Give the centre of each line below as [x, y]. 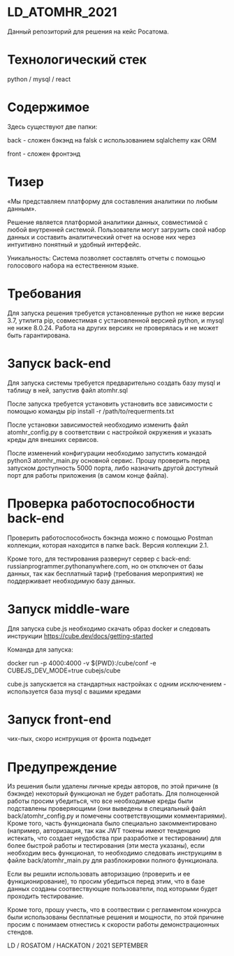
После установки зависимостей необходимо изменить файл [98, 425]
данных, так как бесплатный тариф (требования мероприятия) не [105, 573]
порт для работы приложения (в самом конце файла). [88, 475]
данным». [22, 208]
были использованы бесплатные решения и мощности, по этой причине [116, 917]
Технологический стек [77, 60]
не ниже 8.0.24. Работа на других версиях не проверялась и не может [113, 328]
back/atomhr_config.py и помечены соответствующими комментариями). [117, 816]
